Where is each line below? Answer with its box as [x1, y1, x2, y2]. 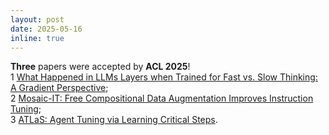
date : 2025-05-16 [10, 24, 83, 34]
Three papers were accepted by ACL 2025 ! [10, 61, 191, 73]
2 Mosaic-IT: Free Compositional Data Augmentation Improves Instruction [10, 92, 314, 105]
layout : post [10, 14, 65, 25]
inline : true [10, 33, 65, 43]
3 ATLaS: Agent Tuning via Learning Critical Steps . [10, 114, 218, 126]
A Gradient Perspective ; [10, 82, 109, 94]
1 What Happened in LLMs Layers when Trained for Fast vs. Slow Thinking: [10, 71, 318, 83]
